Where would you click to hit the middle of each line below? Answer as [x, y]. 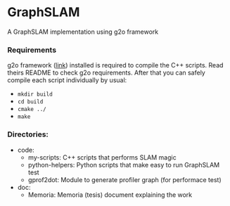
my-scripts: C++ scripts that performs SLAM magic [102, 157]
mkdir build [35, 95]
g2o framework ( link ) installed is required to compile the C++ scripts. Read [115, 65]
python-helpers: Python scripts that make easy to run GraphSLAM [124, 165]
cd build [30, 102]
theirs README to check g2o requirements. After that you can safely [106, 73]
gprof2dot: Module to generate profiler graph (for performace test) [124, 179]
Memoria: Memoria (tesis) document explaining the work [110, 195]
